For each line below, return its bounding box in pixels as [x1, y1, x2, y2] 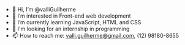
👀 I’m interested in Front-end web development [12, 12, 131, 19]
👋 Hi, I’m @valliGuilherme [12, 6, 77, 13]
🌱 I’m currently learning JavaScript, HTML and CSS [12, 19, 142, 26]
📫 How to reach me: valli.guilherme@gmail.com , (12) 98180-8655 [12, 32, 179, 39]
